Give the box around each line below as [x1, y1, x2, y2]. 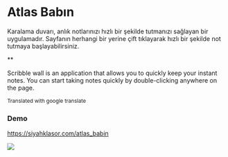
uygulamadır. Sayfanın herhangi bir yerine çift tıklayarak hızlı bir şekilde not [7, 34, 222, 42]
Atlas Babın [7, 4, 75, 20]
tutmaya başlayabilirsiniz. [7, 42, 80, 50]
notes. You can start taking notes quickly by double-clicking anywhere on [7, 76, 218, 84]
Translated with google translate [7, 97, 87, 104]
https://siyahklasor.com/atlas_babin [7, 129, 109, 138]
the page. [7, 83, 35, 92]
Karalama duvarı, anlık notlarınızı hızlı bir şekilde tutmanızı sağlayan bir [7, 27, 209, 35]
